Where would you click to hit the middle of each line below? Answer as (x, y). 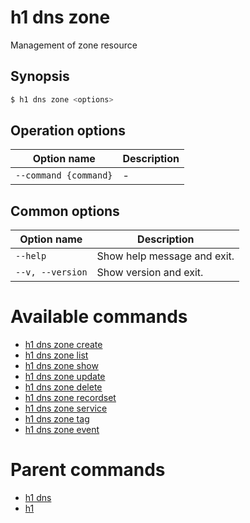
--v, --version (51, 272)
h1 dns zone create (63, 345)
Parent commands (88, 470)
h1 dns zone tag (57, 419)
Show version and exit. (150, 273)
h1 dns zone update (65, 377)
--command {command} (64, 175)
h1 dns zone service (66, 408)
